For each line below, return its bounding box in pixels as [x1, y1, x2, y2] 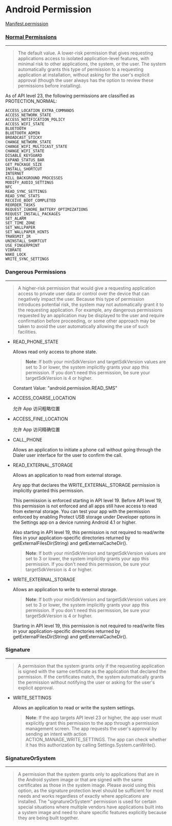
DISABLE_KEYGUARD [5, 153, 42, 158]
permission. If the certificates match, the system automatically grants [17, 673, 164, 680]
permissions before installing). [17, 83, 82, 89]
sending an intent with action [25, 731, 87, 737]
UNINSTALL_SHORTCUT [5, 238, 47, 244]
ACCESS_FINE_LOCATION [12, 415, 68, 422]
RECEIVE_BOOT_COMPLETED [5, 198, 56, 204]
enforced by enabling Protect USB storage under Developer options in [12, 513, 161, 520]
